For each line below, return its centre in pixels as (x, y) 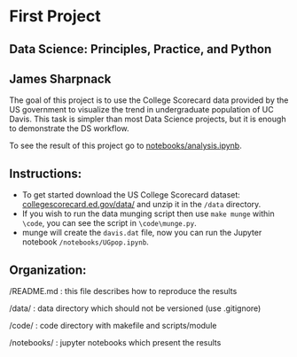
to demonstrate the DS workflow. (70, 128)
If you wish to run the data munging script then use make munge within (148, 213)
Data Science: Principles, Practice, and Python (141, 49)
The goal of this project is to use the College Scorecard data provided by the (149, 100)
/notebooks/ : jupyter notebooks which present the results (115, 343)
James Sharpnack (60, 78)
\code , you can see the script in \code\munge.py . (109, 223)
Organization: (48, 270)
